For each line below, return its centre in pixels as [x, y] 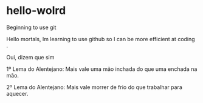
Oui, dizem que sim [30, 57]
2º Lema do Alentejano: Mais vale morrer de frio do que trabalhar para [94, 87]
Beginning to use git [31, 27]
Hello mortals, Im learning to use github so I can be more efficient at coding [101, 39]
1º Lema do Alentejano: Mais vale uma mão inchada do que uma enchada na [102, 69]
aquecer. [17, 93]
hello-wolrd [36, 11]
